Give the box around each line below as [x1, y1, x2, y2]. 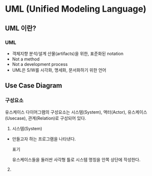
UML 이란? [5, 24, 36, 32]
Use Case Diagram [5, 81, 62, 90]
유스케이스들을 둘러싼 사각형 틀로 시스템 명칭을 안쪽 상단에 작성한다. [12, 156, 141, 162]
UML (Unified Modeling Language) [5, 3, 147, 15]
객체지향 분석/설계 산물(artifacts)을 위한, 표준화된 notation [12, 50, 124, 57]
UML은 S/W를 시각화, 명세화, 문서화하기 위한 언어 [12, 67, 107, 73]
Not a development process [12, 61, 68, 67]
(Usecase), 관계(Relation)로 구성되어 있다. [5, 115, 86, 121]
